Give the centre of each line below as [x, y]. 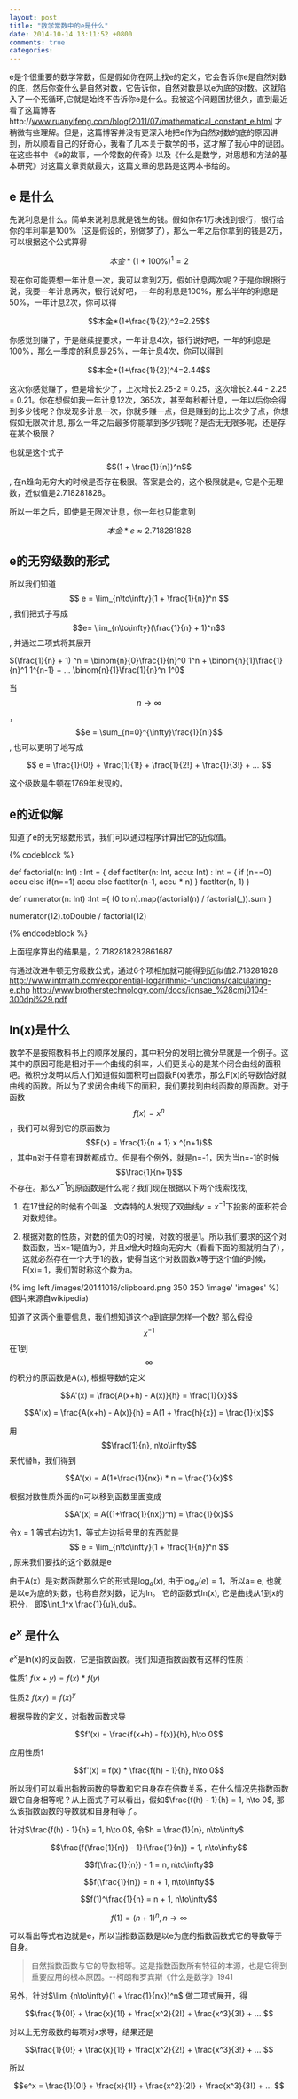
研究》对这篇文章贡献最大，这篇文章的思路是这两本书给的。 [125, 166]
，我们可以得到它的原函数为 [60, 1128]
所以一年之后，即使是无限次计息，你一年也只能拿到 [102, 511]
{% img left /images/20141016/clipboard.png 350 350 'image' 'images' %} [144, 1288]
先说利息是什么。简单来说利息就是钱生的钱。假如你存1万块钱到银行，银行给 [147, 219]
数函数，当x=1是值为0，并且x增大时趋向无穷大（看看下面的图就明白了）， [155, 1248]
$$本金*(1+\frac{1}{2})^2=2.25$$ [149, 321]
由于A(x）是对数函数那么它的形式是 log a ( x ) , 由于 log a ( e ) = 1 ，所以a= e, [137, 1581]
